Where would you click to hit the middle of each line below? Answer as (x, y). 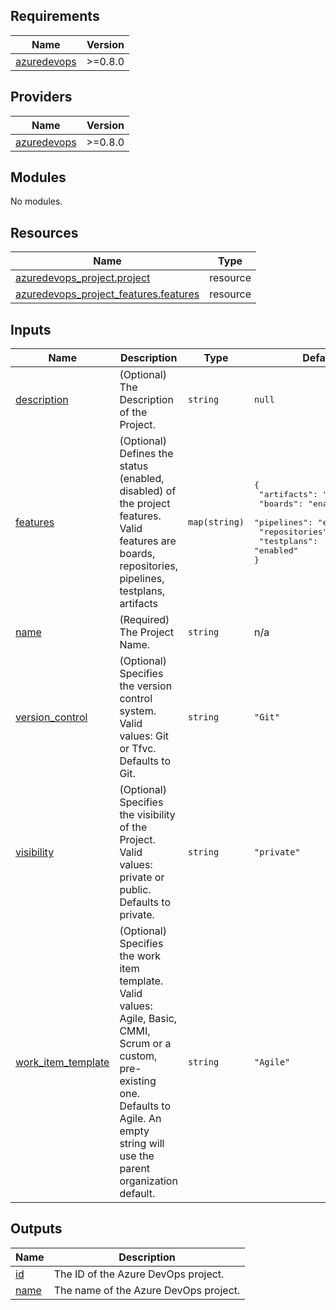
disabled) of (148, 491)
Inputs (31, 329)
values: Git (144, 736)
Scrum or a (145, 1044)
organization (148, 1181)
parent (135, 1169)
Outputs (36, 1229)
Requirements (55, 16)
